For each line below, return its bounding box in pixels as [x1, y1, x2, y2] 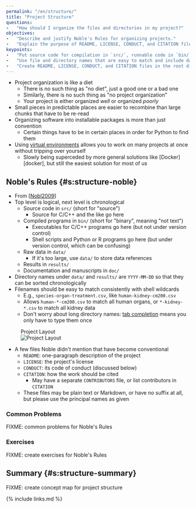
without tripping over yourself [14, 148, 86, 155]
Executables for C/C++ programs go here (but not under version [32, 224, 187, 231]
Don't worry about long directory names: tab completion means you [23, 311, 187, 318]
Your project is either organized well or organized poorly [23, 98, 159, 105]
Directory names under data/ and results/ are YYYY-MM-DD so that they [14, 273, 184, 280]
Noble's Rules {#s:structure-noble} [6, 177, 138, 187]
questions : [6, 19, 33, 25]
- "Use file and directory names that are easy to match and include [6, 57, 184, 63]
